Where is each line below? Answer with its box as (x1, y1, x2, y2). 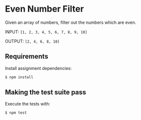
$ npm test (5, 110, 27, 115)
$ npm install (5, 74, 34, 80)
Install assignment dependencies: (5, 65, 72, 71)
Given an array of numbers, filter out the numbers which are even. (5, 19, 137, 25)
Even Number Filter (5, 3, 84, 15)
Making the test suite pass (5, 88, 86, 97)
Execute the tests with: (5, 101, 51, 107)
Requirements (5, 52, 48, 61)
